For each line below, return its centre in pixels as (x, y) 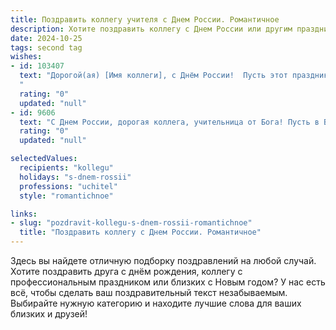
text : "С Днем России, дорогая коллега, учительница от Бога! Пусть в (169, 122)
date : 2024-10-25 (46, 38)
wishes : (26, 57)
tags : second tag (46, 47)
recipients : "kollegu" (66, 168)
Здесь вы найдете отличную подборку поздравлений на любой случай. (163, 260)
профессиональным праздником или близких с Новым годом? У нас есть (168, 282)
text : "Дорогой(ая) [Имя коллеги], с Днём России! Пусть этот (153, 76)
